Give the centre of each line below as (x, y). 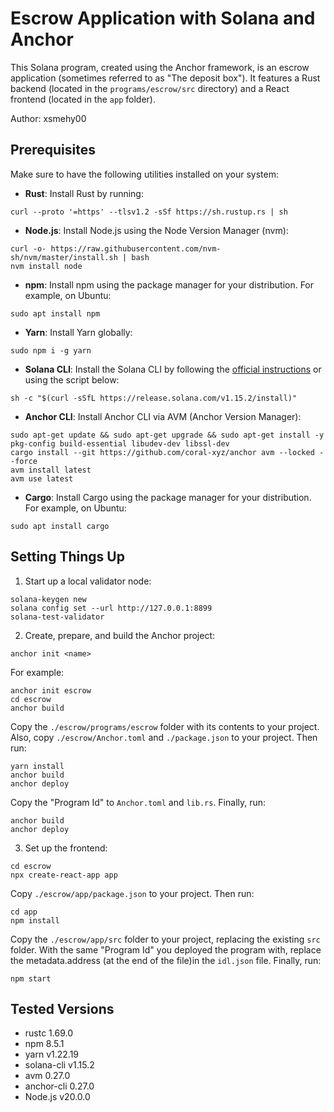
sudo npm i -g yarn (51, 350)
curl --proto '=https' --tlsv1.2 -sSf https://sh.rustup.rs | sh (149, 212)
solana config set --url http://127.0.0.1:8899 (111, 608)
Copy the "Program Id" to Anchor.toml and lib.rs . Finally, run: (138, 802)
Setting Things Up (67, 557)
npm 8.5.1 (44, 1044)
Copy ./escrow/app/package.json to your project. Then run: (132, 893)
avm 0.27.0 (47, 1076)
